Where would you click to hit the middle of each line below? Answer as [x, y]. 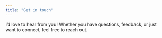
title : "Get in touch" [29, 10]
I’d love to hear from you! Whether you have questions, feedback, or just [81, 24]
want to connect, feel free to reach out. [46, 30]
